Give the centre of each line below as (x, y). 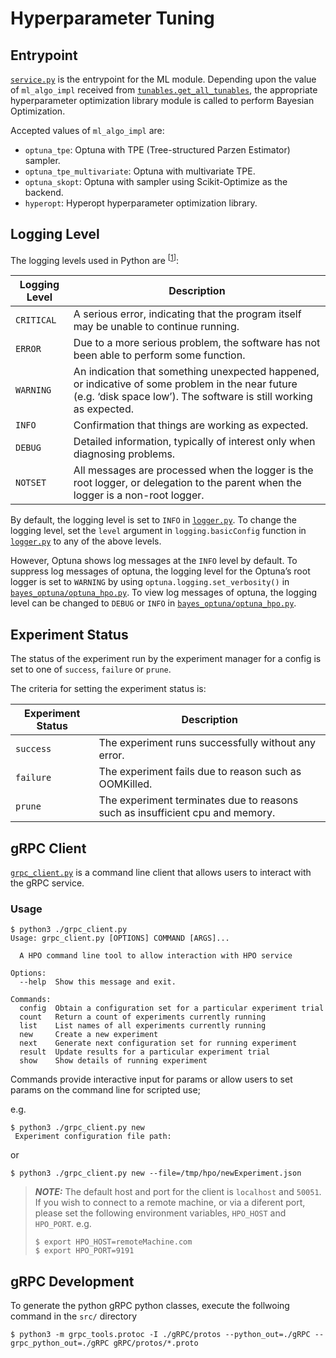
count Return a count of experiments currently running (143, 1017)
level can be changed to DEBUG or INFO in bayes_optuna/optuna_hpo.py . (153, 603)
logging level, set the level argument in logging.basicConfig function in (158, 531)
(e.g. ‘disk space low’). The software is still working (193, 397)
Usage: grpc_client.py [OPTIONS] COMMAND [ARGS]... (120, 938)
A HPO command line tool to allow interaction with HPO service (156, 956)
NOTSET (31, 483)
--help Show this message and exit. (98, 982)
